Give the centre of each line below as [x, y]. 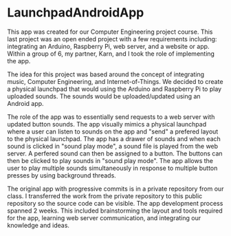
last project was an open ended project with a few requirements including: [112, 39]
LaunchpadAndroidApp [76, 13]
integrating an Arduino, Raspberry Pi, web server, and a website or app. [108, 46]
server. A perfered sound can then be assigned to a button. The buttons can [115, 153]
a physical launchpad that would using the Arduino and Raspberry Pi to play [114, 89]
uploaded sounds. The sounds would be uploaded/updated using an [104, 96]
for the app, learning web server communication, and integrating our [104, 217]
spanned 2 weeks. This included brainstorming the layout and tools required [115, 211]
